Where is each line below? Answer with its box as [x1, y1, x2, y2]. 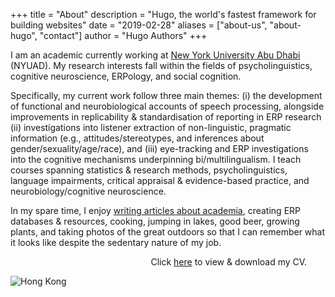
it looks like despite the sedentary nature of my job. [10, 237, 222, 248]
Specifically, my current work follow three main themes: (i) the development [10, 90, 323, 101]
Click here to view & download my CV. [150, 256, 308, 268]
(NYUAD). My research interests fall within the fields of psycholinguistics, [10, 60, 313, 71]
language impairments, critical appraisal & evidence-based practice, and [10, 175, 310, 186]
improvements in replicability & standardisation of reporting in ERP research [10, 111, 322, 123]
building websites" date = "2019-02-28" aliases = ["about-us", [10, 19, 268, 31]
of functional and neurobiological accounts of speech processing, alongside [10, 100, 325, 112]
